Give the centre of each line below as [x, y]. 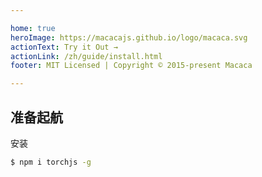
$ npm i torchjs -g [51, 162]
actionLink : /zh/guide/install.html [86, 56]
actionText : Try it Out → [64, 47]
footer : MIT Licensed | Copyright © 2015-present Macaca [131, 66]
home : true [33, 28]
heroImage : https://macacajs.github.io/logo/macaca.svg [129, 37]
